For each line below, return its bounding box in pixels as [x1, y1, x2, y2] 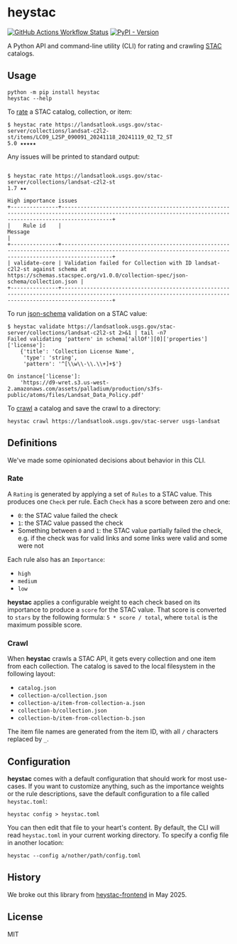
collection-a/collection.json [17, 692, 108, 699]
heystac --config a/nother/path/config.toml [7, 852, 141, 859]
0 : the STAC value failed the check [17, 511, 118, 519]
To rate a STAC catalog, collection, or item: [7, 107, 133, 116]
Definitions [7, 437, 57, 449]
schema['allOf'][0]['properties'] [105, 335, 208, 342]
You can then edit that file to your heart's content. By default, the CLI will [7, 823, 220, 832]
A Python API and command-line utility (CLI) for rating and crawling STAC [7, 41, 222, 50]
